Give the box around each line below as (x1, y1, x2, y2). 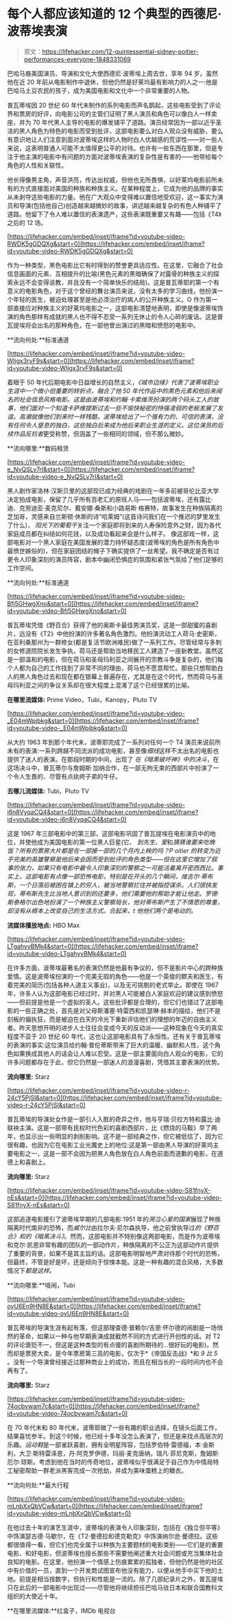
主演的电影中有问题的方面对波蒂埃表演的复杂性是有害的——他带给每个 (25, 152, 223, 161)
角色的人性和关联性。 (7, 161, 67, 169)
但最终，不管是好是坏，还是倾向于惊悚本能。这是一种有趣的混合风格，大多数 (7, 1257, 223, 1266)
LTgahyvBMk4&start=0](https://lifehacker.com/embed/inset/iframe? (7, 942, 199, 951)
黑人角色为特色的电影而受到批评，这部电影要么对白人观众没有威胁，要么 (19, 126, 223, 135)
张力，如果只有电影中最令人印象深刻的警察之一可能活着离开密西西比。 (19, 863, 217, 872)
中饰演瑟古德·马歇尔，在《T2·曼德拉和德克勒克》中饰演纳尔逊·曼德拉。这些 (7, 1532, 218, 1540)
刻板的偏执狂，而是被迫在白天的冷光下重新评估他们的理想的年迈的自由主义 (7, 1015, 217, 1023)
